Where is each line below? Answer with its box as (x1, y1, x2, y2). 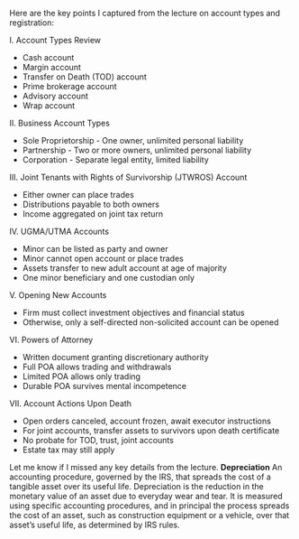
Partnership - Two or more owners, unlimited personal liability (22, 144, 252, 155)
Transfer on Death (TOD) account (22, 71, 147, 82)
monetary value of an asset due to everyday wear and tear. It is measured (9, 491, 283, 501)
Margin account (22, 62, 81, 72)
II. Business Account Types (9, 117, 111, 128)
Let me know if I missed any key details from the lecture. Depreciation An (9, 462, 283, 472)
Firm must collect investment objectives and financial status (22, 307, 245, 318)
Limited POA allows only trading (22, 371, 141, 382)
